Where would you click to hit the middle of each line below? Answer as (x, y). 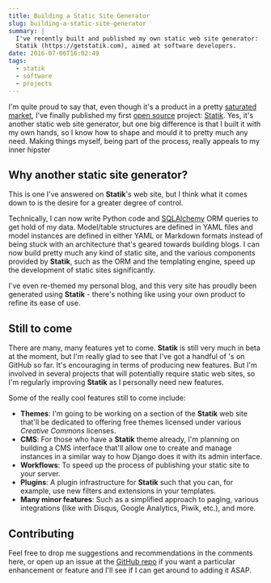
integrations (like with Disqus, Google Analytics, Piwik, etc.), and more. (138, 508)
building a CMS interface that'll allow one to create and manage (126, 448)
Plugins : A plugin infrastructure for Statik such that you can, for (126, 483)
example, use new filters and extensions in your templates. (118, 491)
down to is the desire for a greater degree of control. (96, 203)
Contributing (41, 533)
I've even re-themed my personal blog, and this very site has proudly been (133, 286)
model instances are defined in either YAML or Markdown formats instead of (135, 236)
